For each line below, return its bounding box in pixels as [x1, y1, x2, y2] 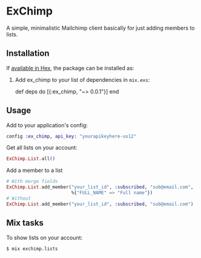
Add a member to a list [6, 167, 63, 174]
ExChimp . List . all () [6, 156, 56, 162]
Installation [6, 48, 50, 59]
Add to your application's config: [6, 121, 88, 128]
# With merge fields [6, 179, 59, 185]
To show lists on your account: [6, 234, 83, 241]
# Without [6, 195, 31, 201]
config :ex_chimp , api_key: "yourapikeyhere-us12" [6, 133, 137, 139]
